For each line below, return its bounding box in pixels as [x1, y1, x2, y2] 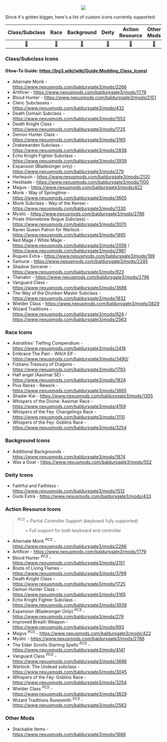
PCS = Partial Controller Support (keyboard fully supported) [17, 517, 138, 524]
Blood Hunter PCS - [12, 554, 52, 560]
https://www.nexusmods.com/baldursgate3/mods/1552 [12, 116, 126, 122]
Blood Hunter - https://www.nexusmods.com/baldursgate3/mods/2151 [12, 94, 157, 100]
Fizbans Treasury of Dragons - [12, 361, 76, 368]
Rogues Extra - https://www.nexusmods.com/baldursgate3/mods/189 [12, 253, 155, 259]
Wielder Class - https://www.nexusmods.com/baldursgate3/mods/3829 [12, 301, 160, 307]
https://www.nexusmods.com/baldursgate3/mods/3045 [12, 669, 127, 675]
